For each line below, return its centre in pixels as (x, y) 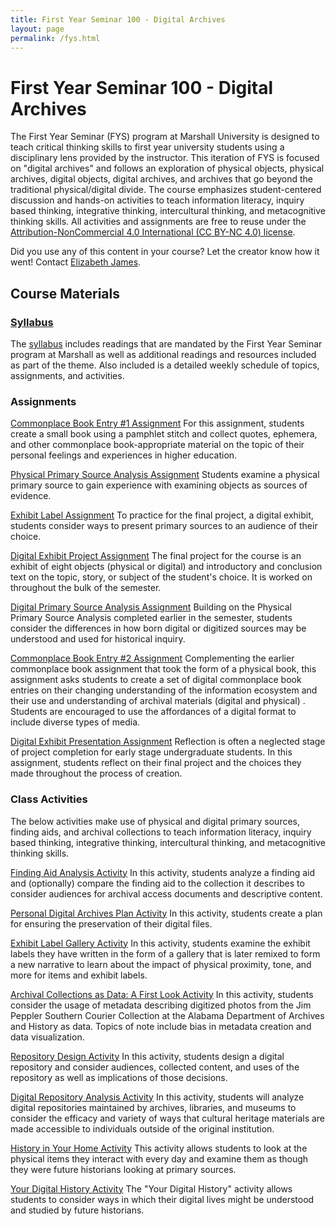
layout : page (37, 29)
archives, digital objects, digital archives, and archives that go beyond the (161, 179)
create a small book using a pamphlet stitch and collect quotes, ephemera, (164, 434)
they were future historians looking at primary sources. (123, 1169)
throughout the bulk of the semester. (86, 588)
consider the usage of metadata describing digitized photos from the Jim (161, 1005)
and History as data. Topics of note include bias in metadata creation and (161, 1026)
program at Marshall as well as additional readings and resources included (163, 354)
